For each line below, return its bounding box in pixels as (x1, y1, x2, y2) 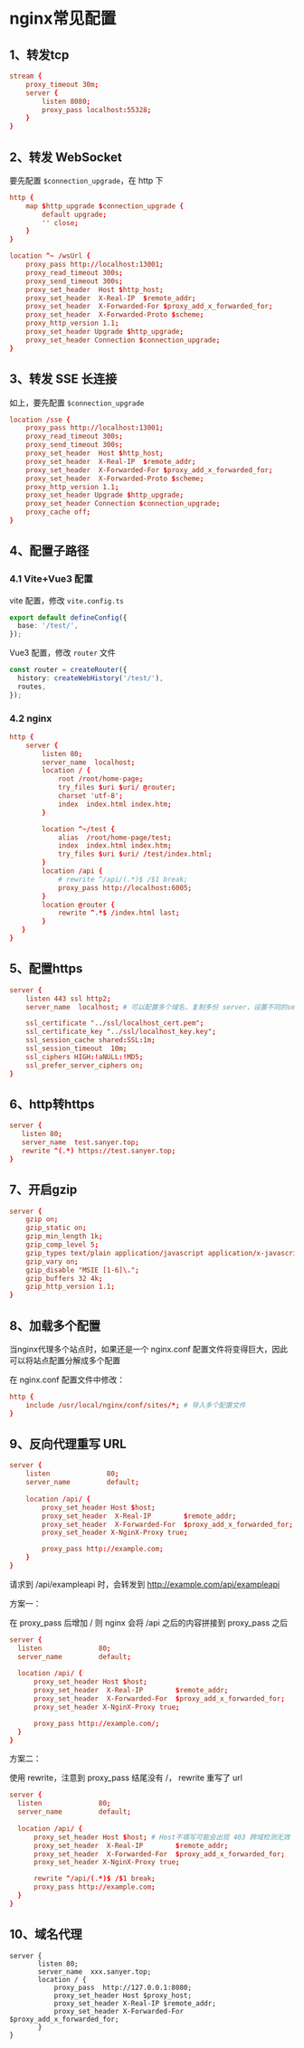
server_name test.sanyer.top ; (21, 1138, 140, 1147)
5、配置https (9, 961, 83, 977)
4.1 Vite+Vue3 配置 (9, 573, 93, 585)
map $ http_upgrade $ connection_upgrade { (25, 201, 184, 211)
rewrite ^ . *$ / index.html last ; (57, 908, 180, 918)
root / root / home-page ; (57, 774, 144, 783)
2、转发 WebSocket (9, 149, 122, 165)
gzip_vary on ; (25, 1256, 79, 1266)
